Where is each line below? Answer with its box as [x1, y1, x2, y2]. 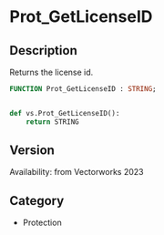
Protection [22, 217, 62, 229]
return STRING [26, 117, 79, 127]
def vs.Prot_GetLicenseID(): [9, 108, 120, 117]
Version [9, 143, 55, 158]
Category [9, 193, 65, 209]
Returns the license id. [9, 66, 94, 77]
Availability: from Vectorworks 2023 [9, 167, 144, 178]
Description [9, 43, 77, 58]
